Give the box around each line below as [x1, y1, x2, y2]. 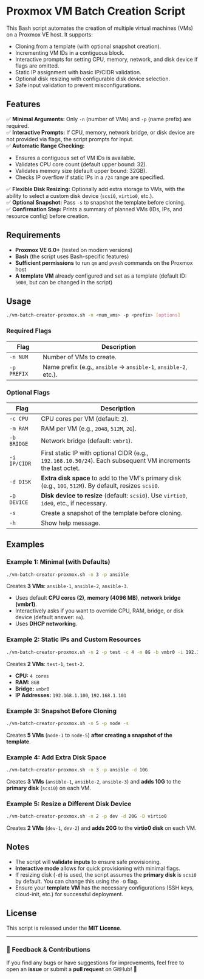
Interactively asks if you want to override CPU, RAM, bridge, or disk [15, 607, 184, 614]
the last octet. [41, 464, 80, 472]
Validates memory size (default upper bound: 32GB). [15, 167, 148, 174]
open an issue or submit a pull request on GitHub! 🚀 [6, 966, 138, 973]
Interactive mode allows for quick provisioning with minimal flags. [15, 865, 181, 872]
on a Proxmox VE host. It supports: [6, 30, 93, 38]
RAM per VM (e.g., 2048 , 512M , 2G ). [41, 424, 137, 433]
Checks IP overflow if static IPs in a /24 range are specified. [15, 174, 165, 181]
